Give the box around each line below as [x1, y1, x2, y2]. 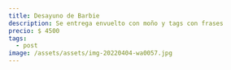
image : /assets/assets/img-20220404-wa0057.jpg [8, 49, 173, 57]
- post [15, 42, 38, 50]
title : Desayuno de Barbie [8, 11, 100, 20]
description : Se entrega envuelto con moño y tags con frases [8, 19, 224, 27]
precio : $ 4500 [8, 27, 60, 35]
